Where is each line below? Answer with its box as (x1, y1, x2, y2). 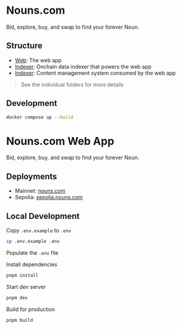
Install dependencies (6, 261, 58, 268)
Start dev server (6, 283, 46, 290)
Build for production (6, 306, 55, 313)
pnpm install (6, 272, 39, 278)
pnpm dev (6, 294, 28, 301)
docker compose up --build (6, 114, 73, 120)
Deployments (6, 171, 57, 181)
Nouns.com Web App (6, 134, 115, 148)
